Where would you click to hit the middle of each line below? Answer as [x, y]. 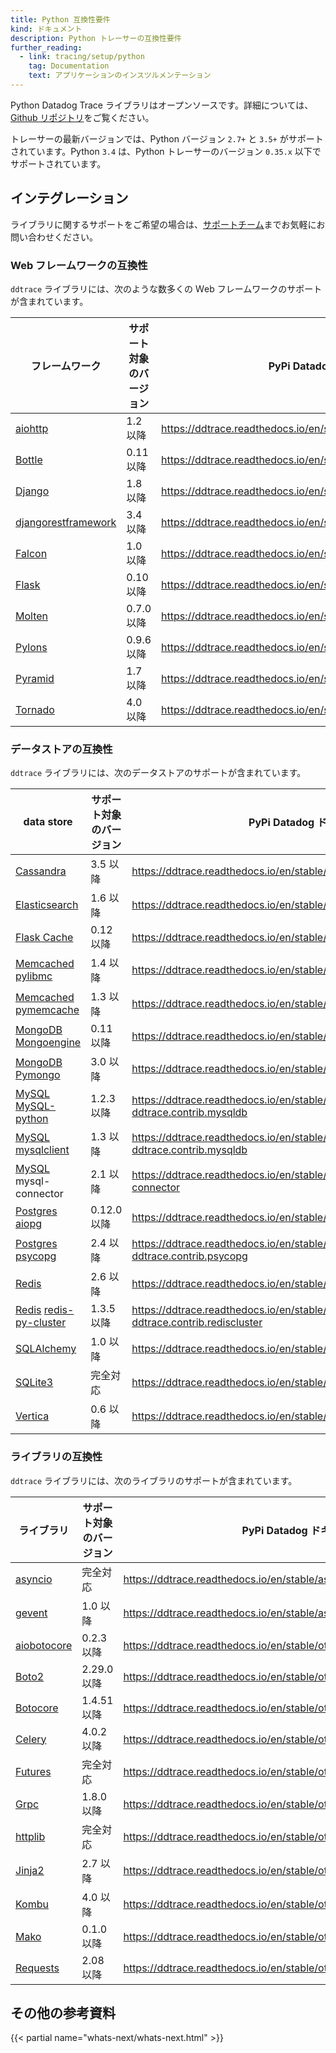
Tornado [35, 709]
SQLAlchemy [46, 1349]
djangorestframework [66, 522]
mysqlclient [42, 1150]
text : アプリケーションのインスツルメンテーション [120, 76]
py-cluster [41, 1323]
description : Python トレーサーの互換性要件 [96, 38]
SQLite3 [34, 1383]
